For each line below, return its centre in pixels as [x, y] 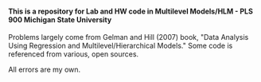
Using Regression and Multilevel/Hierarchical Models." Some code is [121, 46]
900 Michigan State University [60, 19]
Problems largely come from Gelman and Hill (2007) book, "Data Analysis [129, 37]
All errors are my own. [45, 70]
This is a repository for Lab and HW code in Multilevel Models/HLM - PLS [130, 11]
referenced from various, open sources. [74, 54]
